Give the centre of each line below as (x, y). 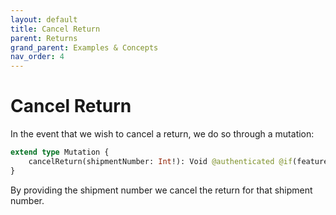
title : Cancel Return (55, 29)
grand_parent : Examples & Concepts (84, 47)
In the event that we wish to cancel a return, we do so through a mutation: (162, 134)
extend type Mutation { (60, 152)
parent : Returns (44, 38)
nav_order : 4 (37, 57)
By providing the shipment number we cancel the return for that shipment (161, 190)
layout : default (44, 19)
